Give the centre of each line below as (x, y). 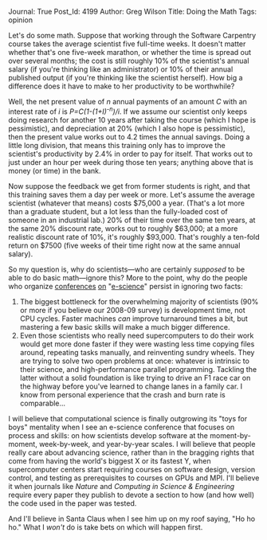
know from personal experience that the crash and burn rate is (122, 394)
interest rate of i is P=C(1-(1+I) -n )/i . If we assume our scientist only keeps (128, 111)
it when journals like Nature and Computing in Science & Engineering (122, 486)
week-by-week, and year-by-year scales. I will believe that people (147, 444)
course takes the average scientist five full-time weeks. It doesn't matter (127, 44)
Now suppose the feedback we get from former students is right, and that (130, 186)
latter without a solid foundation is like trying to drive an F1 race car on (135, 378)
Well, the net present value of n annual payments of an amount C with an (128, 102)
